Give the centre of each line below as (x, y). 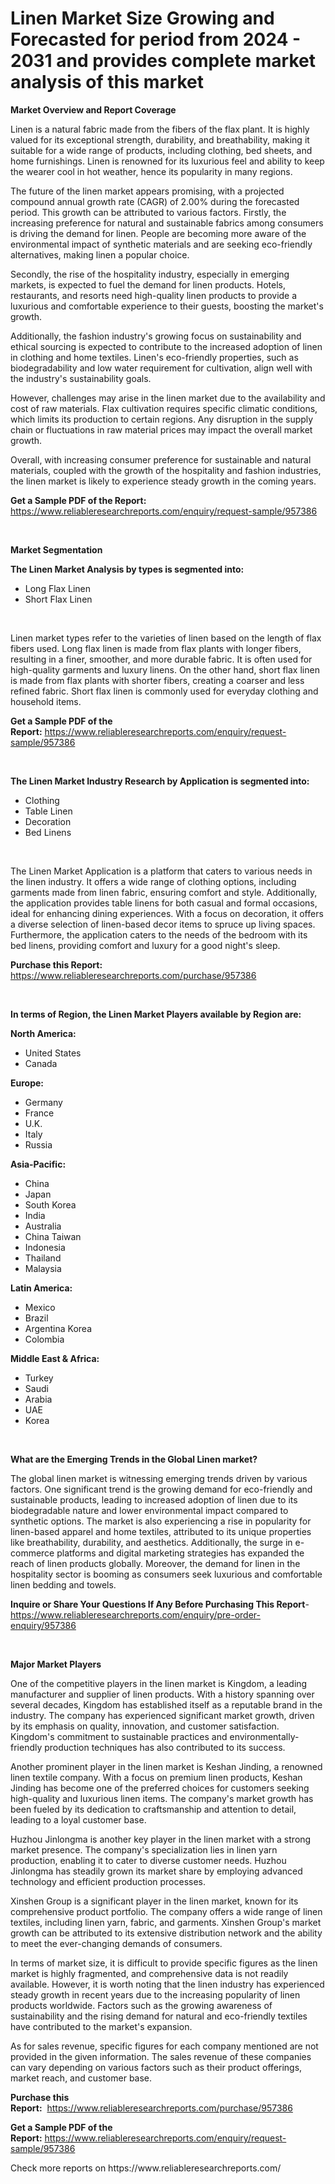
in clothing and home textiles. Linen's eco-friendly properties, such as (154, 357)
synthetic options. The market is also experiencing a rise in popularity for (161, 1521)
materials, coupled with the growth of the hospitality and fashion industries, (166, 470)
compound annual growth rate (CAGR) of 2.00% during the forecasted (155, 201)
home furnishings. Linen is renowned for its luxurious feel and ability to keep (167, 161)
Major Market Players (56, 1664)
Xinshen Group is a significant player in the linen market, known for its (154, 1901)
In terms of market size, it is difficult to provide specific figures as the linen (164, 1963)
